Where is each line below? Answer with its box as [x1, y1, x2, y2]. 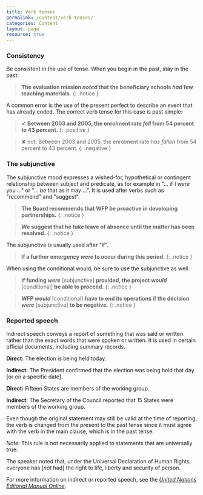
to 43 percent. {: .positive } [21, 126, 90, 134]
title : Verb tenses [6, 9, 56, 15]
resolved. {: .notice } [21, 229, 74, 237]
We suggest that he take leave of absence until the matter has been [21, 223, 195, 230]
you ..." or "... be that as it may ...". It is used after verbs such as [6, 186, 164, 194]
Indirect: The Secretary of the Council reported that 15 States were [6, 397, 174, 404]
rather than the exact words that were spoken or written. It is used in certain [6, 336, 196, 344]
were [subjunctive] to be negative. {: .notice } [21, 301, 136, 309]
